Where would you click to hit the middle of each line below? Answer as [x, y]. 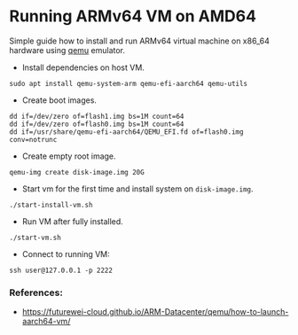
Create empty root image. [69, 156]
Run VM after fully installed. [73, 221]
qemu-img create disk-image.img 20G [77, 172]
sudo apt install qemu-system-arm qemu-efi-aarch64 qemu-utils [129, 83]
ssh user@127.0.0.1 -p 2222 [61, 270]
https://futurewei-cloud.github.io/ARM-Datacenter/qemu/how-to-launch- [155, 312]
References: [36, 292]
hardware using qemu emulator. [67, 50]
